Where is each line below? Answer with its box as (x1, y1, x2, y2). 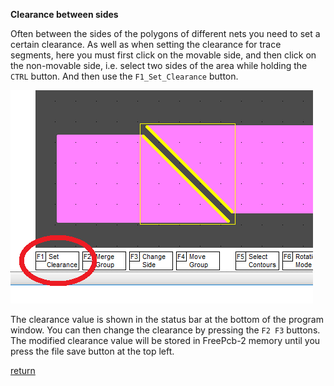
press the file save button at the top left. (10, 345, 175, 357)
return (10, 365, 36, 376)
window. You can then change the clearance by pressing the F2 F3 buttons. (10, 324, 321, 336)
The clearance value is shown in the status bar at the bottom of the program (10, 314, 324, 325)
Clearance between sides (10, 9, 119, 20)
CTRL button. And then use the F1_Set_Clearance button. (10, 70, 239, 82)
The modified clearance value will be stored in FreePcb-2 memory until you (10, 335, 321, 346)
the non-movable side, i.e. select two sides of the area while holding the (10, 60, 308, 71)
